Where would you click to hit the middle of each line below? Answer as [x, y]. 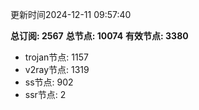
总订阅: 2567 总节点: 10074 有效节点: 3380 [99, 36]
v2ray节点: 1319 [57, 69]
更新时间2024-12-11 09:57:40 [71, 14]
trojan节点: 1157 [56, 57]
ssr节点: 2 [45, 94]
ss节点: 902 [49, 82]
